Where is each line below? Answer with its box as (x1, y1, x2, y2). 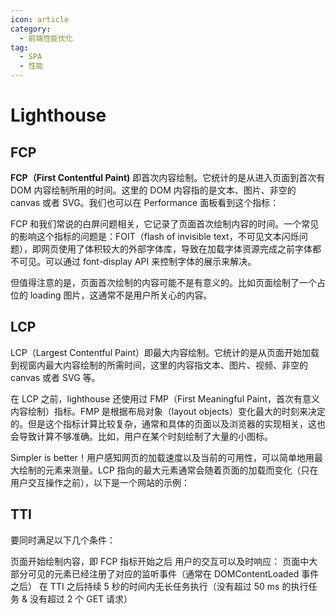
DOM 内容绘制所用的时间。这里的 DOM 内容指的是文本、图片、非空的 (10, 184, 297, 196)
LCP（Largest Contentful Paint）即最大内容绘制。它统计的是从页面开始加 (10, 346, 311, 358)
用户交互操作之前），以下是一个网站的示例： (10, 476, 190, 488)
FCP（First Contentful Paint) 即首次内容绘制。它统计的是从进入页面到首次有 (10, 172, 326, 183)
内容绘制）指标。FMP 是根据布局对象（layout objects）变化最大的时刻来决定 (10, 405, 326, 417)
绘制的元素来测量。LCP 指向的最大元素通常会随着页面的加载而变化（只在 (18, 464, 319, 476)
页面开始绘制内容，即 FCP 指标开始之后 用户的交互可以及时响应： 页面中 (10, 555, 310, 567)
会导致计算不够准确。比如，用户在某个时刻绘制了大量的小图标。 (10, 430, 273, 442)
